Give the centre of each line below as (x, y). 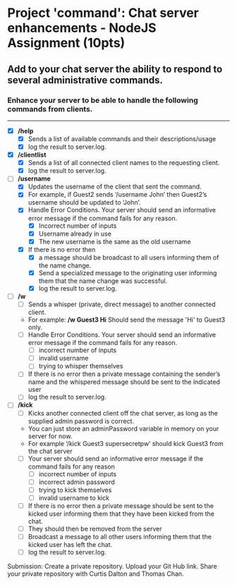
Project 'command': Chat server (103, 13)
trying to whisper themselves (81, 366)
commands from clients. (50, 109)
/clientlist (32, 155)
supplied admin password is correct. (81, 421)
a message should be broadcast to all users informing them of (129, 257)
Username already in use (75, 234)
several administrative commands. (85, 80)
